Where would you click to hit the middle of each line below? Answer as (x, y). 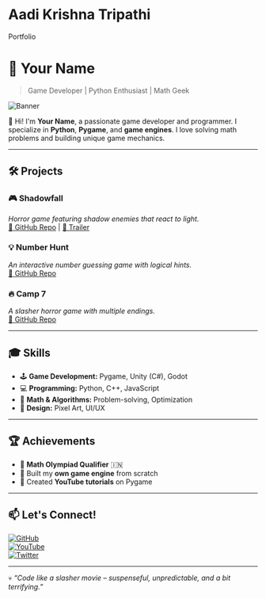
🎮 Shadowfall (36, 198)
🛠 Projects (36, 172)
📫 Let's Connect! (52, 515)
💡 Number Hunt (39, 247)
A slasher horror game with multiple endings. (82, 311)
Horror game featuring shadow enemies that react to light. (104, 219)
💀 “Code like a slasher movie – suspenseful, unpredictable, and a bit (120, 578)
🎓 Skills (29, 353)
